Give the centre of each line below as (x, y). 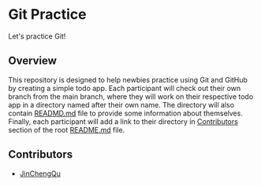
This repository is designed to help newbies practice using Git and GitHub (128, 79)
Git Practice (47, 15)
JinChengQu (40, 173)
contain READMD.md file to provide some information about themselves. (125, 113)
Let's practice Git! (37, 36)
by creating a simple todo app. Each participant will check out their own (125, 88)
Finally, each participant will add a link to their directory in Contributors (123, 121)
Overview (33, 61)
